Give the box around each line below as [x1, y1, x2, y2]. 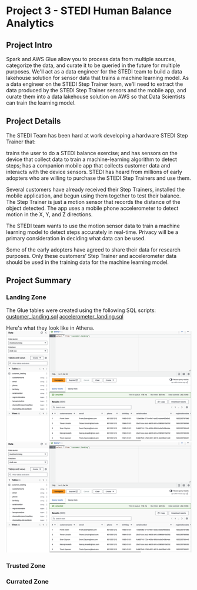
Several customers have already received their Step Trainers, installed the [6, 186, 185, 193]
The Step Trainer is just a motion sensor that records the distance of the [6, 198, 181, 205]
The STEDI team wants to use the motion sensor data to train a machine [6, 222, 181, 229]
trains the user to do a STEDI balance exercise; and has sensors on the [6, 149, 178, 156]
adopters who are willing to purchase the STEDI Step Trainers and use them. [6, 175, 191, 182]
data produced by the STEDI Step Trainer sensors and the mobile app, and [6, 87, 186, 93]
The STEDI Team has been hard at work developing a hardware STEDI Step [6, 132, 188, 139]
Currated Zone [6, 577, 49, 585]
